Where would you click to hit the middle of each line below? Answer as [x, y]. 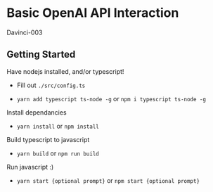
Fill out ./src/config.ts [51, 85]
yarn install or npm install [58, 126]
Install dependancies [37, 112]
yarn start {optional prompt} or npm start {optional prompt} [108, 180]
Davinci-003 [25, 32]
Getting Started [41, 55]
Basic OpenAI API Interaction [93, 13]
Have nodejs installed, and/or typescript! [65, 71]
